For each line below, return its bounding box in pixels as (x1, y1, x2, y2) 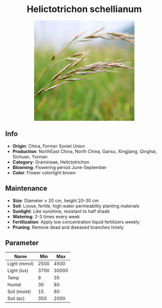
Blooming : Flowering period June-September (12, 164, 107, 170)
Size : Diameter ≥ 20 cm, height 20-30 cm (12, 197, 99, 204)
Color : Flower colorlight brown (12, 170, 76, 176)
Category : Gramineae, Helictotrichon (12, 159, 89, 165)
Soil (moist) (7, 288, 31, 294)
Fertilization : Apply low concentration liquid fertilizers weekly (12, 219, 140, 225)
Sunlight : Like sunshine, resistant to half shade (12, 208, 110, 214)
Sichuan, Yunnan (12, 153, 48, 160)
